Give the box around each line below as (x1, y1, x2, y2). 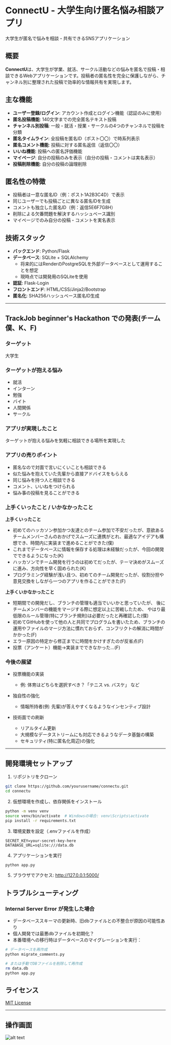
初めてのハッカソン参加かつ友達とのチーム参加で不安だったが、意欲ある (12, 527, 164, 533)
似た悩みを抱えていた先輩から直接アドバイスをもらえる (12, 470, 129, 477)
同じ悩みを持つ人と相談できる (12, 477, 75, 483)
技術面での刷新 (12, 714, 44, 720)
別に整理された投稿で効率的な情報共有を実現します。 (22, 79, 134, 85)
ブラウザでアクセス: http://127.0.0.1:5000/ (12, 872, 99, 878)
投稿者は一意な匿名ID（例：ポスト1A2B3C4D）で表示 (12, 192, 125, 198)
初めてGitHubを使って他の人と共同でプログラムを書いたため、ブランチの (12, 619, 165, 625)
